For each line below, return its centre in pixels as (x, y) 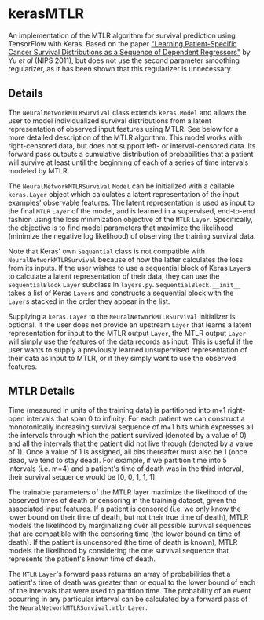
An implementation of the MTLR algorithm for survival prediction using (122, 35)
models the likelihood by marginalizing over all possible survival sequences (130, 525)
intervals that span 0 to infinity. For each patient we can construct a (136, 418)
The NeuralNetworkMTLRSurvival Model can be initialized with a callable (122, 186)
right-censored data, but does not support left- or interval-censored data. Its (132, 145)
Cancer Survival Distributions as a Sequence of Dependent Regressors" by (129, 52)
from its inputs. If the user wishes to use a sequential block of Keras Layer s (130, 268)
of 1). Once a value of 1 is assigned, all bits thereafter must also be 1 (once (128, 451)
